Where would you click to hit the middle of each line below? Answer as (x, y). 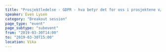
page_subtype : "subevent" (32, 28)
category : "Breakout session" (36, 19)
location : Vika (21, 42)
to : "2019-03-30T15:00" (30, 38)
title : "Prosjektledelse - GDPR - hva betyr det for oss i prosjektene (80, 10)
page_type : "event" (25, 24)
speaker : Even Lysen (26, 14)
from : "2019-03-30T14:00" (32, 33)
